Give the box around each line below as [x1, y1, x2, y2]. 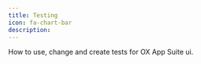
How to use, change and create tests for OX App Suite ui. [8, 48, 194, 57]
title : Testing [8, 11, 58, 20]
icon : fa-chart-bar [8, 19, 73, 27]
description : [8, 26, 51, 34]
